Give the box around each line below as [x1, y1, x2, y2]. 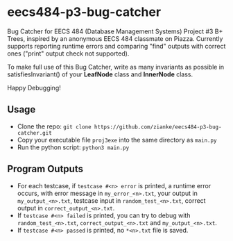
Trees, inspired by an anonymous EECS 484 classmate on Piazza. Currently [7, 34, 223, 42]
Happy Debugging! [7, 83, 61, 92]
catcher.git [17, 129, 52, 136]
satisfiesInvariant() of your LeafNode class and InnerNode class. [7, 70, 193, 78]
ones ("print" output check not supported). [7, 49, 130, 58]
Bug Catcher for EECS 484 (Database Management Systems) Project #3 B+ [7, 27, 223, 35]
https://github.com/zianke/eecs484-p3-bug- [94, 123, 222, 131]
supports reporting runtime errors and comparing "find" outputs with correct [7, 42, 226, 50]
